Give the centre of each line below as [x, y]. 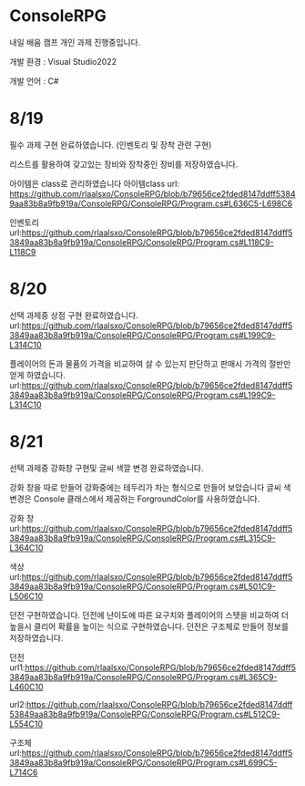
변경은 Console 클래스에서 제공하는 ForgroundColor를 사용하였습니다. [135, 499]
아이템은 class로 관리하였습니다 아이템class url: [95, 183]
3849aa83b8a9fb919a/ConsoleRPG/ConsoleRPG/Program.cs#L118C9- [142, 242]
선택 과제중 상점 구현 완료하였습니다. [74, 315]
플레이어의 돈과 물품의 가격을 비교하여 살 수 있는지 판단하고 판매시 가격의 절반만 [150, 363]
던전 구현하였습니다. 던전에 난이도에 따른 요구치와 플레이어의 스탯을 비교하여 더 [149, 615]
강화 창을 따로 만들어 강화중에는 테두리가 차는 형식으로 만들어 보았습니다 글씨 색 [150, 487]
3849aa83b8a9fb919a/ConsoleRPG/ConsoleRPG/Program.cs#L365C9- [143, 677]
